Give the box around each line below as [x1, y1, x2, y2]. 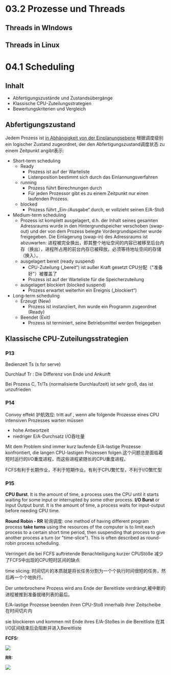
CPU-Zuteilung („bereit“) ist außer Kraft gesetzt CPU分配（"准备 [28, 264, 163, 270]
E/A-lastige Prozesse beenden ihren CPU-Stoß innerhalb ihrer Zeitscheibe [5, 602, 161, 608]
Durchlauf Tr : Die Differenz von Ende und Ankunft [5, 371, 111, 378]
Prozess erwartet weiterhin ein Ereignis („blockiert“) [28, 287, 137, 293]
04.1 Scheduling [5, 61, 75, 73]
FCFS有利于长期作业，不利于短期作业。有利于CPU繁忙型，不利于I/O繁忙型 [5, 466, 162, 472]
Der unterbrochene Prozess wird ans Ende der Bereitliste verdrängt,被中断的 [5, 585, 166, 591]
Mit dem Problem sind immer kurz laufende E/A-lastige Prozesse [5, 443, 141, 449]
